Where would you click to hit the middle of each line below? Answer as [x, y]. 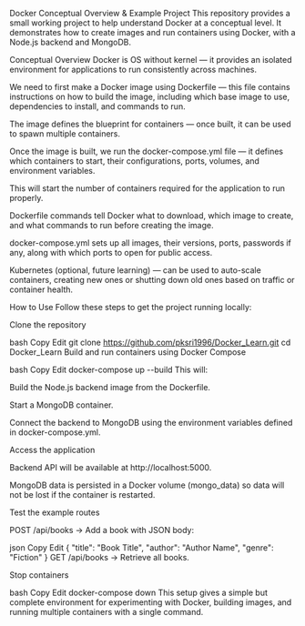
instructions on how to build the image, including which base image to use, [149, 96]
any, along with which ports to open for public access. [111, 252]
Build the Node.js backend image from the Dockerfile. [110, 387]
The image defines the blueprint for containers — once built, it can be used [150, 124]
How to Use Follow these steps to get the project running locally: [131, 307]
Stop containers [39, 575]
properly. [26, 198]
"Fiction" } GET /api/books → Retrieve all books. [99, 557]
